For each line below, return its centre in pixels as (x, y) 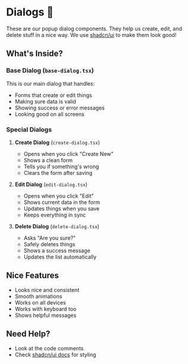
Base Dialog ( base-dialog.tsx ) (50, 71)
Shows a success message (57, 250)
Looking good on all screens (49, 114)
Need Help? (28, 334)
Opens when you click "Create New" (69, 153)
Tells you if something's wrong (61, 167)
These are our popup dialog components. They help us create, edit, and (94, 29)
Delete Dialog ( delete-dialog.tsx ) (57, 226)
